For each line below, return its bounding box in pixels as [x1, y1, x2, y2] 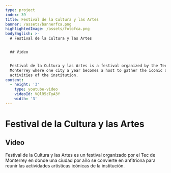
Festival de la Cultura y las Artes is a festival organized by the [10, 63, 158, 68]
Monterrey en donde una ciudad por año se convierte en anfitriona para [5, 157, 156, 163]
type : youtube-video [14, 87, 58, 92]
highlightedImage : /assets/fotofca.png [5, 26, 90, 32]
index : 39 [5, 12, 26, 17]
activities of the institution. [10, 72, 79, 78]
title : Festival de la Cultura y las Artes [5, 17, 99, 22]
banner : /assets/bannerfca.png [5, 21, 72, 27]
